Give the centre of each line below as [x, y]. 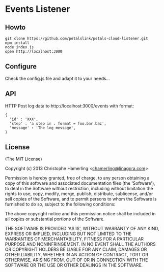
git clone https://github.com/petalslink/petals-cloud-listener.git [77, 38]
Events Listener [38, 9]
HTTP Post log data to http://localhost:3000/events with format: [69, 106]
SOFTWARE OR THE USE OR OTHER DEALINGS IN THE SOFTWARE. [74, 265]
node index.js [20, 47]
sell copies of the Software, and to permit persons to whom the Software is [81, 199]
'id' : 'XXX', [24, 119]
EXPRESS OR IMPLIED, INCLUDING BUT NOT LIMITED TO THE [68, 234]
